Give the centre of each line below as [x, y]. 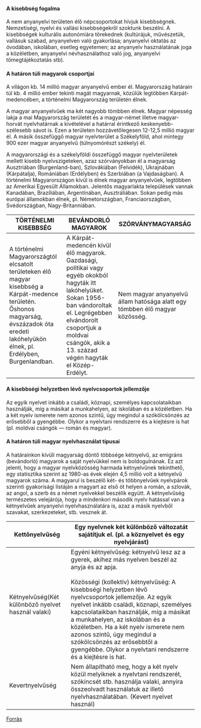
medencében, [23, 99]
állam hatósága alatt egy [152, 301]
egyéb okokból [87, 276]
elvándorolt [82, 321]
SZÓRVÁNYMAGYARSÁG [155, 224]
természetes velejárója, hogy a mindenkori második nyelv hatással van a [95, 499]
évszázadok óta [31, 324]
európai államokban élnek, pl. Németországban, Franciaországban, [89, 199]
